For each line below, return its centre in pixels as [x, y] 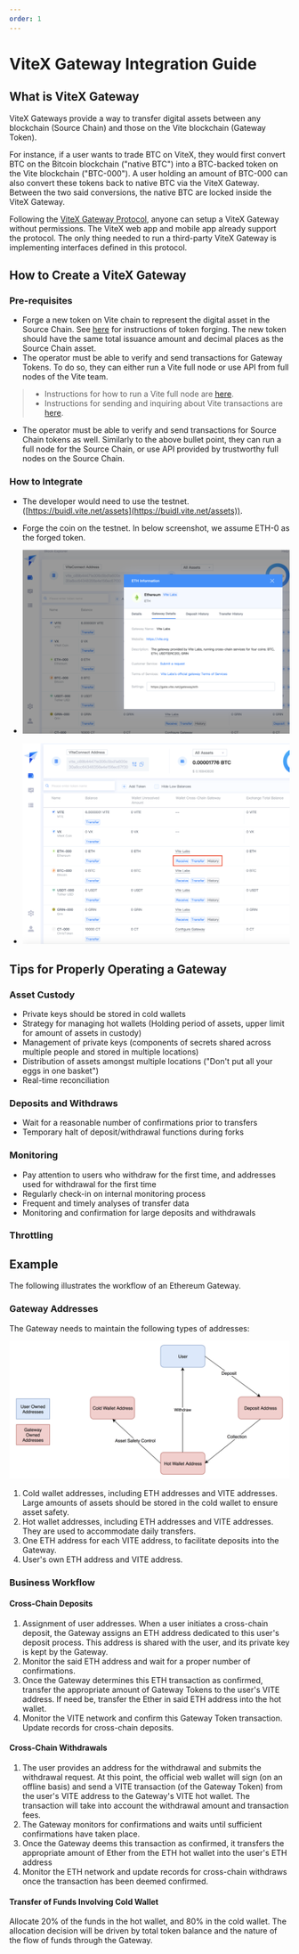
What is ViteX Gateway [74, 97]
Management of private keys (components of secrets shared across [146, 1042]
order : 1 [25, 19]
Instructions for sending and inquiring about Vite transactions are [163, 403]
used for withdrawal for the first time [89, 1184]
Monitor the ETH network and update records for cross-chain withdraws [154, 1871]
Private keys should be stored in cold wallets [104, 1014]
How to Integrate [46, 482]
